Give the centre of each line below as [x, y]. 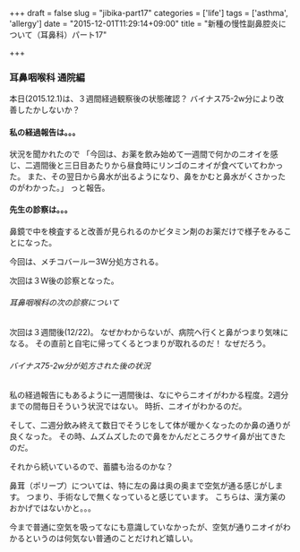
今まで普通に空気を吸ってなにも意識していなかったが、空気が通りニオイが [146, 527]
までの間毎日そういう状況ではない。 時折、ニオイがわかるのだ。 [128, 406]
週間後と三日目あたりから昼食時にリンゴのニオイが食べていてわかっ [158, 165]
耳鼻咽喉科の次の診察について [64, 303]
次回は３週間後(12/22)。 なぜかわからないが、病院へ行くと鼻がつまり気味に [149, 332]
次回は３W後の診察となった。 [64, 280]
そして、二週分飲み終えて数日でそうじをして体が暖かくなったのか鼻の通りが [150, 426]
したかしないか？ [48, 110]
